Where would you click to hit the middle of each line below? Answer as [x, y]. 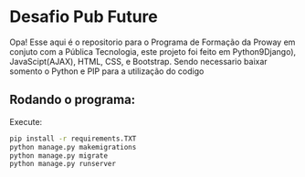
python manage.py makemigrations [73, 147]
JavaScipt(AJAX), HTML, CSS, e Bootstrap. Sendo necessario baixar [138, 61]
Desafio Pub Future [84, 17]
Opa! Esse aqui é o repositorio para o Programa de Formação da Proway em [152, 42]
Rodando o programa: [73, 100]
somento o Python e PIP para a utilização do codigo [107, 71]
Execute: [26, 121]
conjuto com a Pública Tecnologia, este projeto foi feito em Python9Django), [153, 51]
